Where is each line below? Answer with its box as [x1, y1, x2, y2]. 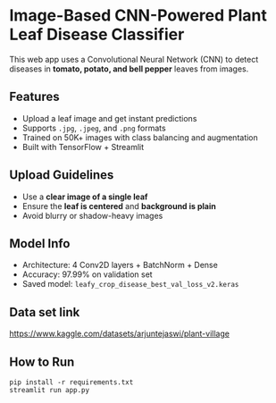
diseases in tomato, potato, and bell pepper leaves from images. [9, 63, 249, 74]
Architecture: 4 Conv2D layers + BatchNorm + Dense [21, 260, 219, 271]
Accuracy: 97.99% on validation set [21, 269, 154, 280]
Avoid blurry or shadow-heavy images [21, 210, 163, 221]
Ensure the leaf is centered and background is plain [21, 200, 216, 211]
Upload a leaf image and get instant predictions [21, 113, 197, 123]
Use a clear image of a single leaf [21, 191, 148, 202]
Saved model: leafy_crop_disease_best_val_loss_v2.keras [21, 279, 239, 290]
